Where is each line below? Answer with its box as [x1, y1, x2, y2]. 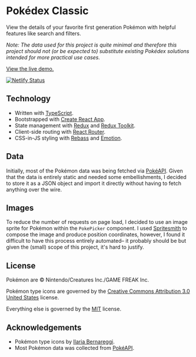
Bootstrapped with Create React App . [14, 115, 106, 123]
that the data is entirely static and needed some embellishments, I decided [6, 173, 187, 180]
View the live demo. [6, 65, 54, 72]
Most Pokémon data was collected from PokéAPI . [14, 345, 134, 351]
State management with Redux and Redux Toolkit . [14, 122, 135, 129]
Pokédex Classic [6, 4, 89, 18]
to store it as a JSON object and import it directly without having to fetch [6, 180, 181, 187]
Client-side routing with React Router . [14, 128, 106, 135]
